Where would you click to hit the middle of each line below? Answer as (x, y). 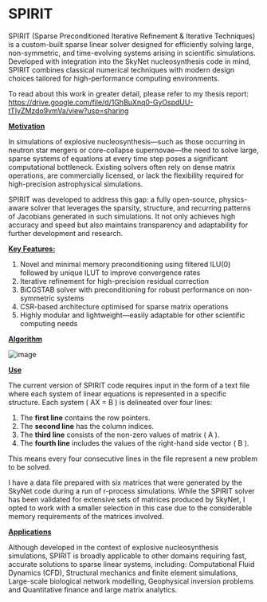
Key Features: (32, 249)
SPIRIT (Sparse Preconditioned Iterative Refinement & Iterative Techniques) (132, 36)
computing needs (49, 323)
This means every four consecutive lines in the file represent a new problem (133, 458)
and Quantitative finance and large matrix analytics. (93, 589)
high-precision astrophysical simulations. (76, 183)
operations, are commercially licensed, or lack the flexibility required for (126, 175)
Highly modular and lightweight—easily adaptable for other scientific (132, 315)
